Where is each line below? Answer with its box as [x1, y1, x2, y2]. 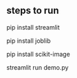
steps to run [6, 5, 59, 17]
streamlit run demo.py [6, 63, 69, 71]
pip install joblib [6, 37, 51, 45]
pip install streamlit [6, 23, 60, 31]
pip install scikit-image [6, 50, 70, 58]
